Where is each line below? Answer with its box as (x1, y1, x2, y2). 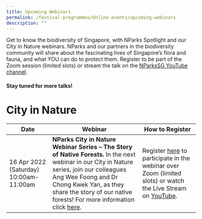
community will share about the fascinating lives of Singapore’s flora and (6, 49, 186, 57)
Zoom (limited (142, 169, 182, 177)
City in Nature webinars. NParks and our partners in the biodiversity (6, 43, 174, 50)
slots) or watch (142, 176, 185, 185)
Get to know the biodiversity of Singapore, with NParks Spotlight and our (6, 37, 186, 44)
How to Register (144, 125, 191, 133)
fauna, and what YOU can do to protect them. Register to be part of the (6, 55, 182, 63)
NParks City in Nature (52, 135, 116, 143)
